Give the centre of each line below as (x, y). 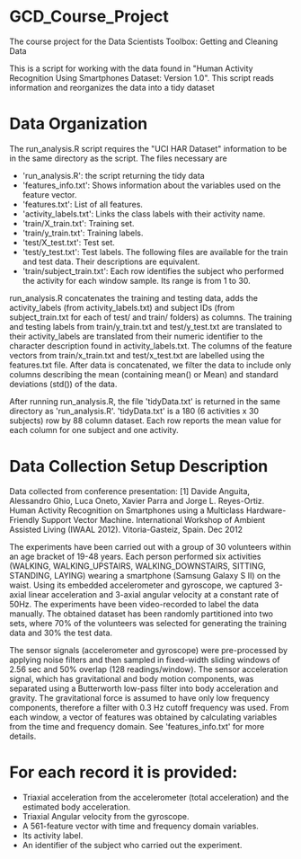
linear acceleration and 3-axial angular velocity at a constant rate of (154, 594)
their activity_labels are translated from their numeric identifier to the (136, 336)
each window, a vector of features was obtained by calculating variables (143, 717)
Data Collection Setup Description (139, 467)
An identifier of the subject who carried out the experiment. (132, 845)
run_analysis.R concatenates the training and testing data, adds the (134, 297)
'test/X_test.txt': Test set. (68, 242)
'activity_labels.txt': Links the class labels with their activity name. (144, 214)
